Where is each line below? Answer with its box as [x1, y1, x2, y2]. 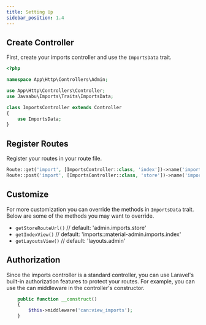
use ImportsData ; [17, 116, 62, 122]
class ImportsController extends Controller [6, 104, 122, 110]
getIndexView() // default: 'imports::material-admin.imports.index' [15, 231, 181, 238]
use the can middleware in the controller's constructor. [6, 284, 145, 291]
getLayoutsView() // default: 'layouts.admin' [15, 237, 126, 244]
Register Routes [6, 139, 69, 149]
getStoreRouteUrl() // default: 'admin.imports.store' [15, 224, 147, 231]
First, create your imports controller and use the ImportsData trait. [6, 53, 172, 61]
